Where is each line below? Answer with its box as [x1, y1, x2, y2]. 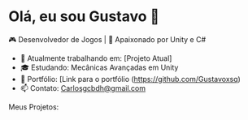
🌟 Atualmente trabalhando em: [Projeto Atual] [20, 53, 172, 63]
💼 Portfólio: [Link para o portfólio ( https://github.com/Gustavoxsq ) [20, 74, 241, 84]
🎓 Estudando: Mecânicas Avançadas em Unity [20, 62, 179, 72]
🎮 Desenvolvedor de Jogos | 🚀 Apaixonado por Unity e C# [8, 34, 207, 44]
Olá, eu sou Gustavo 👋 [8, 7, 160, 26]
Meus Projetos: [8, 101, 59, 112]
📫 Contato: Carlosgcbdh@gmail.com [20, 83, 146, 92]
